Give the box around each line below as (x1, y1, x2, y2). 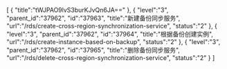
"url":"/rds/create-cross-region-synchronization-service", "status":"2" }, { (6, 22, 217, 30)
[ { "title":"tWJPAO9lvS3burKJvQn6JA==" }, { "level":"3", (6, 6, 169, 14)
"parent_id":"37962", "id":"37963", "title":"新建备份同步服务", (6, 14, 181, 22)
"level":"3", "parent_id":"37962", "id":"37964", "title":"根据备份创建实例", (6, 30, 214, 38)
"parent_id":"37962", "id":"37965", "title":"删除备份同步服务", (6, 46, 181, 54)
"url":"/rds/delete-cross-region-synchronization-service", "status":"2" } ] (6, 54, 215, 61)
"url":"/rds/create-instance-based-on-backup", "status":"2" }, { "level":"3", (6, 38, 221, 46)
